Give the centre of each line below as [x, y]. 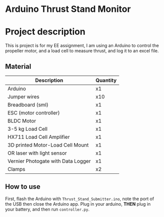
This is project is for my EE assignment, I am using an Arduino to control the [82, 46]
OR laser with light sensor [37, 153]
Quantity [106, 80]
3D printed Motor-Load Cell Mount [48, 145]
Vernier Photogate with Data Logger [49, 161]
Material [18, 66]
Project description [45, 32]
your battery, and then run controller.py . [47, 209]
